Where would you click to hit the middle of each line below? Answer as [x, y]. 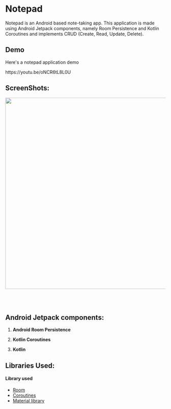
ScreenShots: [27, 88]
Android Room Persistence [42, 330]
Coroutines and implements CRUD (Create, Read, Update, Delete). [75, 34]
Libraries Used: [30, 365]
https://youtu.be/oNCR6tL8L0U [38, 72]
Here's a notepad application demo [42, 62]
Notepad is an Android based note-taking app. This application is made [80, 23]
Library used [19, 378]
